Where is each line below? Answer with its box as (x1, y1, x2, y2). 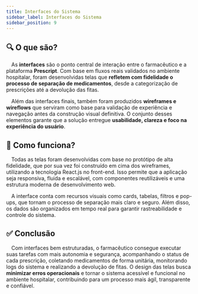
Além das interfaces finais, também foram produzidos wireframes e (11, 98, 177, 105)
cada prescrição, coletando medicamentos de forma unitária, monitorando (6, 257, 187, 264)
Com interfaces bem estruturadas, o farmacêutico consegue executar (11, 244, 181, 251)
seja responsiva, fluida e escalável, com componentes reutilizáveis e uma (6, 175, 185, 181)
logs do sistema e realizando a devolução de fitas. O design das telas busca (6, 263, 191, 270)
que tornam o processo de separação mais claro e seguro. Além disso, (18, 199, 190, 206)
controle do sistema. (6, 212, 56, 218)
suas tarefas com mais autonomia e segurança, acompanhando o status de (6, 250, 189, 258)
